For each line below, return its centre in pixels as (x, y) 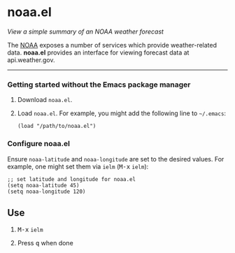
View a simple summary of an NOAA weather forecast (86, 31)
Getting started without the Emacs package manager (99, 85)
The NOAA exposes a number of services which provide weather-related (112, 45)
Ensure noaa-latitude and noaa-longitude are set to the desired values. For (116, 159)
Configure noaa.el (38, 144)
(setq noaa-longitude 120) (47, 191)
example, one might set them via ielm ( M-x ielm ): (78, 166)
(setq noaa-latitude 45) (43, 185)
